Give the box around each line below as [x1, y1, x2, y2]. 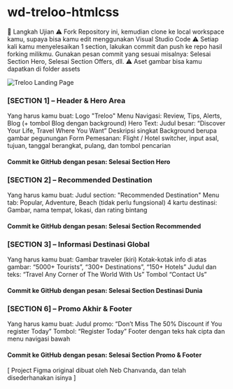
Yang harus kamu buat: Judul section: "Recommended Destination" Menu [7, 191, 220, 200]
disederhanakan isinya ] [7, 374, 76, 382]
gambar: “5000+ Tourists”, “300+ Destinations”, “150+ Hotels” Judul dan [7, 263, 217, 271]
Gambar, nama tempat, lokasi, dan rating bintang [7, 206, 148, 214]
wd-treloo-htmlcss [7, 4, 120, 20]
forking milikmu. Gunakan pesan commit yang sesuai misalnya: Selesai [7, 50, 211, 58]
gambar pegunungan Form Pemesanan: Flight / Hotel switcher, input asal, [7, 134, 219, 142]
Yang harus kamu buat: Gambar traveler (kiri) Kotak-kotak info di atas [7, 255, 207, 264]
